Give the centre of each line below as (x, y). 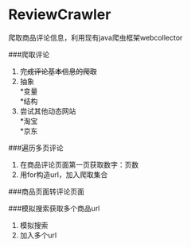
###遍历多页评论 (36, 148)
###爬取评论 (29, 54)
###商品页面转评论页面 (47, 191)
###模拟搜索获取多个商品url (54, 208)
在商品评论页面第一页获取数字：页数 (79, 164)
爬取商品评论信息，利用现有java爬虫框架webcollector (95, 37)
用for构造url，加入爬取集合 (64, 174)
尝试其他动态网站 (48, 111)
